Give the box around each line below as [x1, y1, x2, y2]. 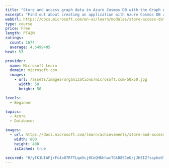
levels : [5, 95, 22, 100]
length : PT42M [5, 31, 35, 36]
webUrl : [5, 17, 22, 22]
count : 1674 [10, 40, 35, 45]
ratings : [5, 36, 24, 41]
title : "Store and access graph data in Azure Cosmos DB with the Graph [5, 7, 161, 13]
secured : [5, 155, 24, 160]
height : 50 [18, 86, 42, 91]
